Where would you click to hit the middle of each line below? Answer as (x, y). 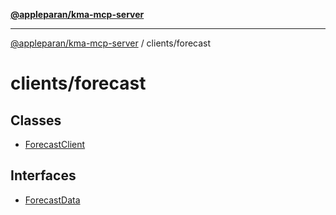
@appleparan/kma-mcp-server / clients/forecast (111, 43)
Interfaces (43, 175)
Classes (36, 120)
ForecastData (52, 200)
